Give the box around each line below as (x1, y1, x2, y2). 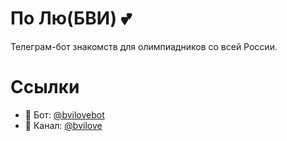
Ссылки (10, 76, 80, 99)
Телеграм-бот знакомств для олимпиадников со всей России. (10, 40, 278, 52)
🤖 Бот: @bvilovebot (24, 108, 105, 121)
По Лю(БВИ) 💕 (10, 7, 132, 30)
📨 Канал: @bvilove (24, 119, 103, 131)
